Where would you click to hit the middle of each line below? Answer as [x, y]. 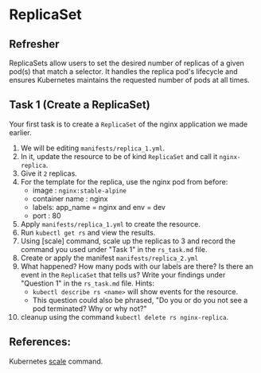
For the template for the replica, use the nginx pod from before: [124, 181]
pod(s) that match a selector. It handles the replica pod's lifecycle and [123, 72]
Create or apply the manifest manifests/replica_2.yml [109, 258]
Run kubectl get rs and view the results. [88, 232]
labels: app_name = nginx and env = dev [99, 207]
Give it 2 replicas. [49, 173]
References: [40, 342]
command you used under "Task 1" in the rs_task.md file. [114, 249]
